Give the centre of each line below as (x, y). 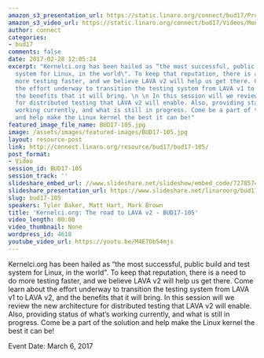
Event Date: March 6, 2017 (51, 345)
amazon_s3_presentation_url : (56, 15)
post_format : (29, 154)
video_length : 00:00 (42, 220)
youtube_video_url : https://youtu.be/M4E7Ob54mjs (91, 242)
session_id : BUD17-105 (45, 169)
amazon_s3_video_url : (44, 23)
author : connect (35, 30)
